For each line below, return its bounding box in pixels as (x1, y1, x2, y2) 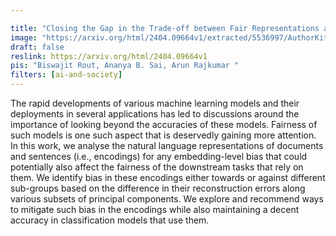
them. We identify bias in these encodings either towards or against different (10, 172, 326, 183)
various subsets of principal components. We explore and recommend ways (10, 193, 324, 205)
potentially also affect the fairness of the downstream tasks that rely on (10, 161, 304, 173)
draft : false (10, 42, 65, 52)
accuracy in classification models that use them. (10, 214, 210, 226)
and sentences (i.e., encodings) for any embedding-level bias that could (10, 151, 308, 162)
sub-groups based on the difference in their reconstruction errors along (10, 182, 306, 194)
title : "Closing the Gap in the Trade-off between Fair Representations (10, 23, 320, 33)
